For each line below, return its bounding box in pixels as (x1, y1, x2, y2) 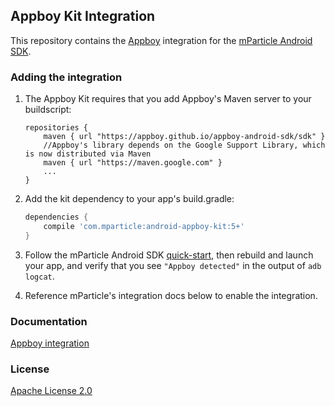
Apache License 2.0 (10, 385, 93, 397)
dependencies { (24, 212, 89, 223)
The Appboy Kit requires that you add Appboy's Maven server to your (24, 93, 312, 105)
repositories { (24, 123, 89, 133)
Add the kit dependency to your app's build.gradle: (24, 193, 235, 205)
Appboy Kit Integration (10, 8, 156, 25)
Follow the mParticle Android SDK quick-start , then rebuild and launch (24, 249, 314, 261)
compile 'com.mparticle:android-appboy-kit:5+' (43, 221, 245, 231)
